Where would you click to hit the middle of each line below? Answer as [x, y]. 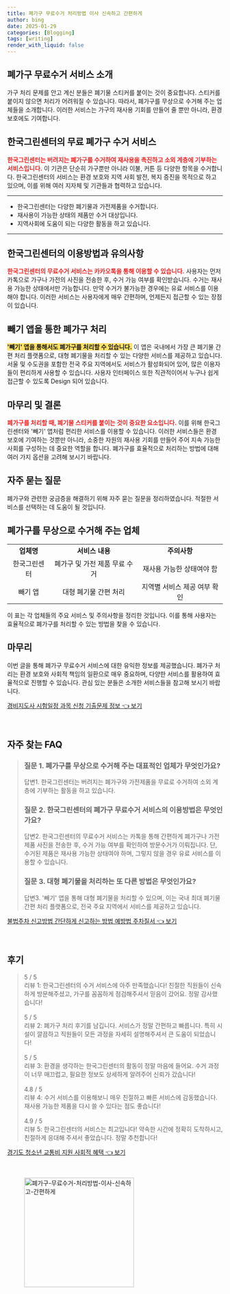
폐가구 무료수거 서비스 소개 [60, 75]
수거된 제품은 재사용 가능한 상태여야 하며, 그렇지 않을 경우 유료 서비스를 [119, 854]
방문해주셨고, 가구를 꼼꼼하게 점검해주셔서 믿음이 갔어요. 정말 [118, 993]
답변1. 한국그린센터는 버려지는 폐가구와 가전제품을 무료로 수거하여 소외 [117, 782]
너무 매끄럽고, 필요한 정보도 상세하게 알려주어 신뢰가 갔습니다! [113, 1074]
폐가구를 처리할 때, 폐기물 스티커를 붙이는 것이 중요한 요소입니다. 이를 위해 [105, 423]
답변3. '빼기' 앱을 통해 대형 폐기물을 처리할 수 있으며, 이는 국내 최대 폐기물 [122, 897]
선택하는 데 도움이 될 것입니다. [65, 507]
